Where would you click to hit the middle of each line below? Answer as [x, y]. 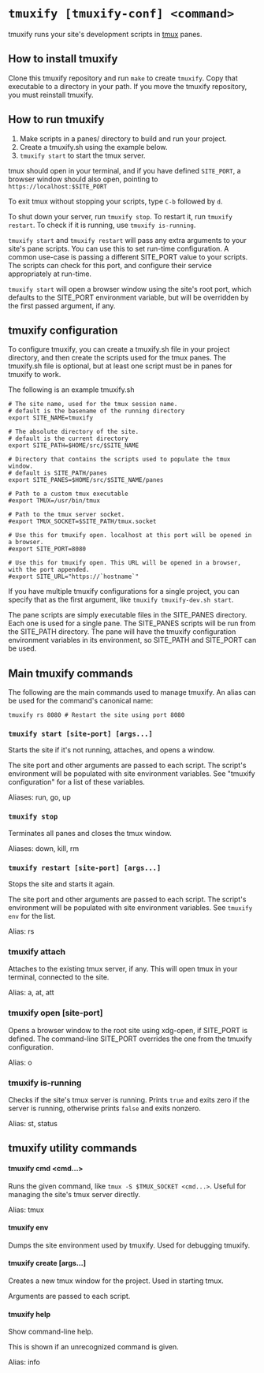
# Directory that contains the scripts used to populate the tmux [119, 460]
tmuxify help [30, 1314]
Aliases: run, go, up [39, 797]
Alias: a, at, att [31, 993]
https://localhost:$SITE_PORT [58, 187]
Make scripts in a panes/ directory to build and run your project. [123, 138]
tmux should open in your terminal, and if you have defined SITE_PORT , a [125, 170]
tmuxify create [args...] [47, 1263]
